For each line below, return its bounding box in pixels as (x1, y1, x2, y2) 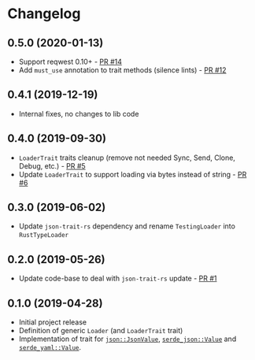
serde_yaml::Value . (18, 343, 82, 352)
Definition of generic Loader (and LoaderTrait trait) (18, 326, 183, 336)
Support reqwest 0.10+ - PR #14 (18, 57, 123, 66)
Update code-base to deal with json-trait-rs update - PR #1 (18, 273, 217, 284)
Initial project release (18, 317, 87, 327)
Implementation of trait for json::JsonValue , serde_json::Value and (18, 334, 237, 343)
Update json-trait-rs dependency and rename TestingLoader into (18, 221, 235, 231)
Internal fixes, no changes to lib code (18, 109, 139, 118)
